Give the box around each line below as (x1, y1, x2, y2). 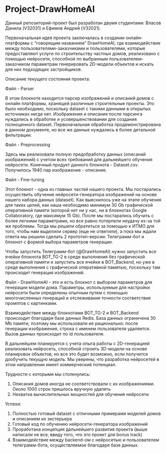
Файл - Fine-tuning (5, 176, 45, 182)
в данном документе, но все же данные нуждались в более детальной (5, 126, 156, 132)
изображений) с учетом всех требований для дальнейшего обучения (5, 156, 153, 162)
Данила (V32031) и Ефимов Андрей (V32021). (5, 25, 102, 31)
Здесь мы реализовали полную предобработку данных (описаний (5, 151, 146, 157)
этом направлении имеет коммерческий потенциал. (5, 361, 117, 367)
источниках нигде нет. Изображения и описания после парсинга (5, 111, 143, 117)
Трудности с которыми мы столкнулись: (5, 371, 91, 377)
